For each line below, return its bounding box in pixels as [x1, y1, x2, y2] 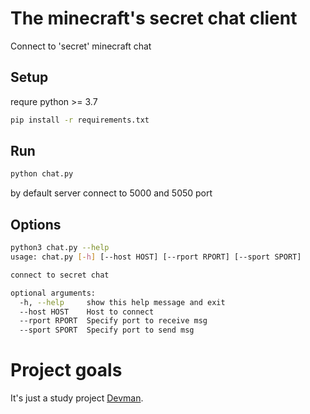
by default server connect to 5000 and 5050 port [10, 187, 213, 199]
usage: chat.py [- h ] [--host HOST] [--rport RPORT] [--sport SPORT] [10, 252, 302, 262]
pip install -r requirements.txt [10, 115, 150, 125]
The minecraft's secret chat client [10, 7, 298, 30]
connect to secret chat [10, 270, 110, 280]
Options [10, 216, 62, 233]
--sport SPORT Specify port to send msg [19, 325, 195, 336]
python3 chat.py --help [10, 243, 110, 253]
